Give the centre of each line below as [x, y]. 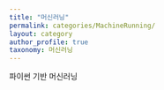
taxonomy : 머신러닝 [41, 50]
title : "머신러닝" [39, 17]
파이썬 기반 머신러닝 [43, 77]
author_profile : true [49, 42]
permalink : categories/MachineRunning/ [82, 26]
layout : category [41, 34]
